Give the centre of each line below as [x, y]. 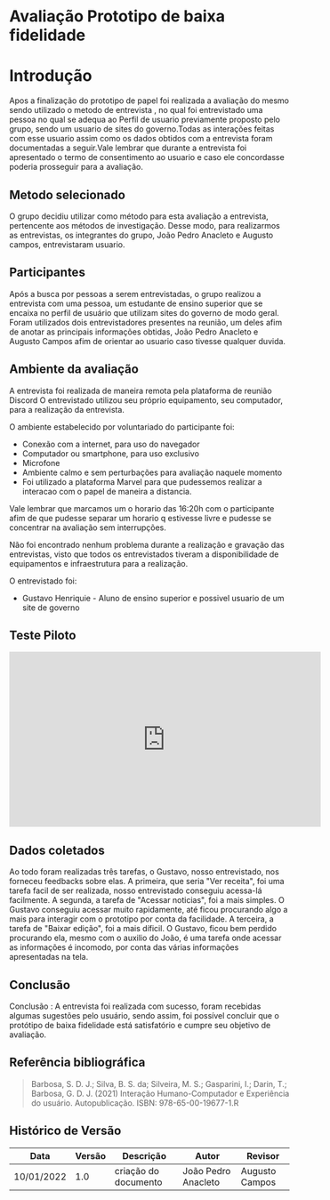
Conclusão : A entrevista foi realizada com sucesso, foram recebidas [135, 1006]
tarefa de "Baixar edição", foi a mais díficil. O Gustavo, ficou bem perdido [143, 929]
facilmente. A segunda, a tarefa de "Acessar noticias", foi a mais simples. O [147, 900]
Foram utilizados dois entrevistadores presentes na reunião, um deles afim [146, 322]
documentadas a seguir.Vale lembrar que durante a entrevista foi [128, 148]
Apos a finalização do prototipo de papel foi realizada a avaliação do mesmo [149, 101]
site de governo [51, 608]
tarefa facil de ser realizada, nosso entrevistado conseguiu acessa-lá [136, 890]
